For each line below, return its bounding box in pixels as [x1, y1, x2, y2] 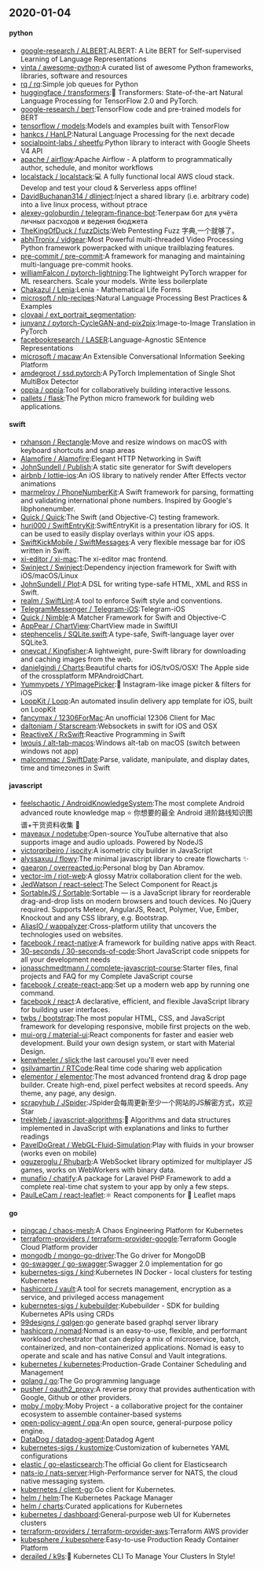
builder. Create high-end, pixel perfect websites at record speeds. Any [20, 1081, 248, 1089]
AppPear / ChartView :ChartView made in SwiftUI [20, 621, 178, 630]
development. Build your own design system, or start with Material [20, 1038, 235, 1048]
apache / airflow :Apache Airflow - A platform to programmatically [20, 154, 233, 164]
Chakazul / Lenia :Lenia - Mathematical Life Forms [20, 285, 181, 294]
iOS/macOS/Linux [20, 570, 79, 580]
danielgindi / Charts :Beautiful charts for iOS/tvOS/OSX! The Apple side [20, 662, 250, 672]
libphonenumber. [20, 503, 75, 514]
